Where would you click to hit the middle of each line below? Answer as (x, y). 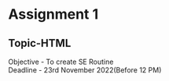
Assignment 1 (53, 14)
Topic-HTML (40, 43)
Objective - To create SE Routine (61, 62)
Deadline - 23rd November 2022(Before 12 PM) (85, 70)
